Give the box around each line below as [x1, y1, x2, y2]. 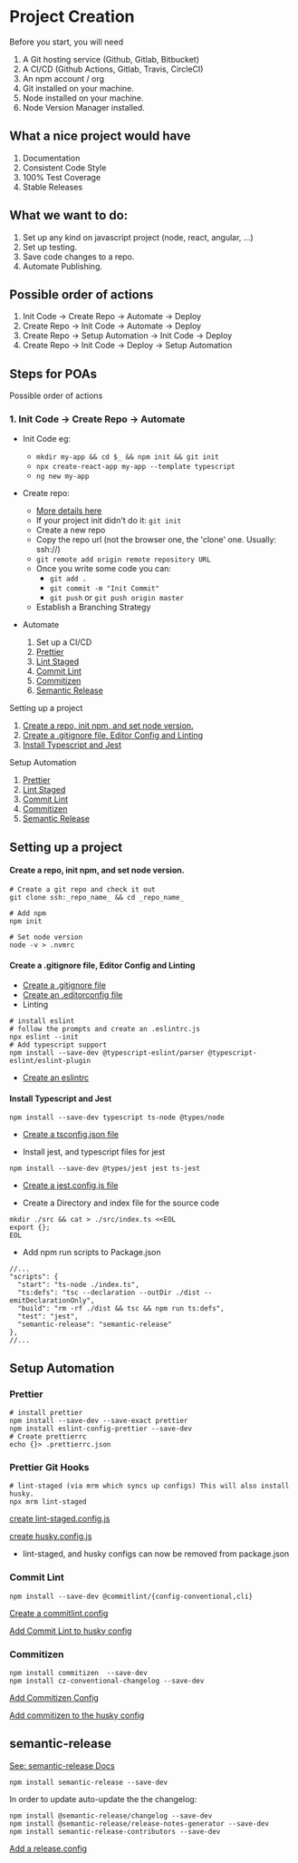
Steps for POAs [9, 366, 98, 382]
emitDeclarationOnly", [9, 1296, 95, 1305]
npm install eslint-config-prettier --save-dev [9, 1424, 193, 1434]
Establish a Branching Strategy [35, 601, 151, 613]
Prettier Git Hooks [9, 1461, 90, 1474]
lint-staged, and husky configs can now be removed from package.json [22, 1548, 290, 1559]
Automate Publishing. [22, 260, 102, 271]
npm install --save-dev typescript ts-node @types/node [9, 1113, 225, 1122]
